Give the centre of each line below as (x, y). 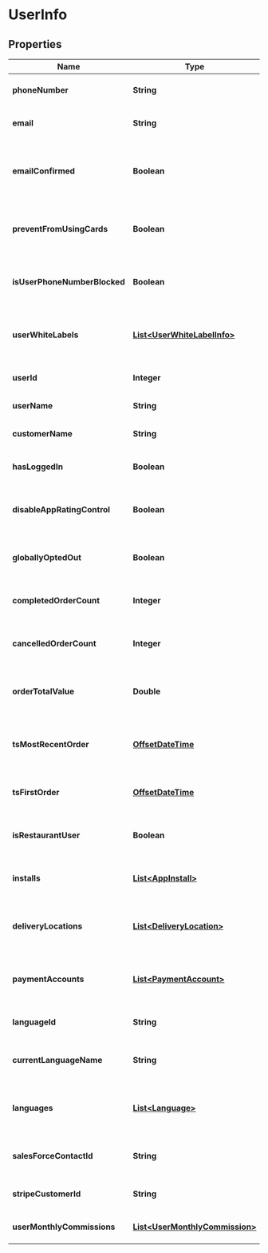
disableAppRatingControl (61, 509)
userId (25, 378)
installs (27, 878)
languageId (34, 1022)
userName (33, 406)
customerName (43, 434)
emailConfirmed (44, 171)
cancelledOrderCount (55, 643)
